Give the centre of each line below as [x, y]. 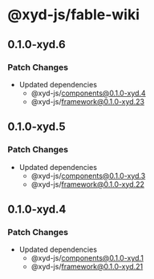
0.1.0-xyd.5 [36, 127]
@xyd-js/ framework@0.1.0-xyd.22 [88, 184]
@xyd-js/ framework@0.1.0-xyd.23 [88, 101]
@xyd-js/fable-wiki [74, 15]
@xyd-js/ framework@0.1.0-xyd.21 [87, 267]
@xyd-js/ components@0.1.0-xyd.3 [88, 176]
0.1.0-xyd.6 [36, 44]
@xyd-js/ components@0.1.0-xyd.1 [87, 258]
